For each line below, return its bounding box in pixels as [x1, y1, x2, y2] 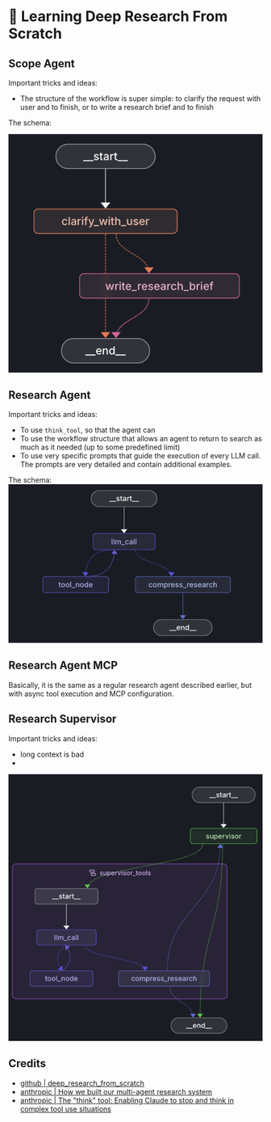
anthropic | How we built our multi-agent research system [19, 1086, 212, 1096]
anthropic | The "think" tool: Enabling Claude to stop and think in [19, 1095, 234, 1105]
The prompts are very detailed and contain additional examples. [19, 460, 232, 470]
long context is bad [19, 749, 85, 759]
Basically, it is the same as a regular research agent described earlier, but [8, 680, 252, 690]
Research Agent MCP [8, 659, 119, 673]
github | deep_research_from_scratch [19, 1078, 145, 1088]
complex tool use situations [19, 1103, 111, 1114]
